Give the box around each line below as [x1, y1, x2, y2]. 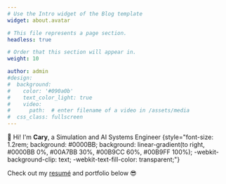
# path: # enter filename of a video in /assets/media [7, 107, 190, 114]
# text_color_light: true [7, 94, 93, 101]
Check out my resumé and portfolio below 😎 [7, 169, 137, 177]
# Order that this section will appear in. [7, 48, 137, 56]
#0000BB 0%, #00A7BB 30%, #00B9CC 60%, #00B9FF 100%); [7, 148, 193, 156]
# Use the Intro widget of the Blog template [7, 10, 142, 18]
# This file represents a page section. [7, 29, 128, 37]
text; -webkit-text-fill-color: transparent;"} [58, 155, 180, 164]
